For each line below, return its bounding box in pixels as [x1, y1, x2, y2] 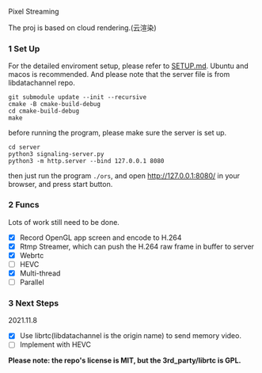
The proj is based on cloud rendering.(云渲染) [8, 23, 157, 32]
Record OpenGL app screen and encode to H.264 [19, 233, 182, 242]
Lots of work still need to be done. [8, 217, 120, 226]
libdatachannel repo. [8, 78, 75, 88]
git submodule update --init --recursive [8, 93, 147, 101]
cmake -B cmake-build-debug [8, 101, 101, 108]
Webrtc [19, 250, 44, 260]
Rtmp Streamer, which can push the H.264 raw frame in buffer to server [19, 242, 255, 251]
